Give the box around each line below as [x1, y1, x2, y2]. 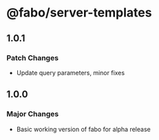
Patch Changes [6, 53, 59, 63]
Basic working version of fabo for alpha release [16, 125, 151, 133]
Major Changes [6, 109, 59, 119]
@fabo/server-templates [6, 5, 152, 21]
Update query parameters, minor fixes [16, 68, 125, 77]
